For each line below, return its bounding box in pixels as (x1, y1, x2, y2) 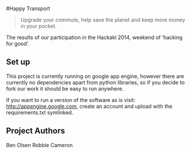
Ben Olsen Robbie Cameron (6, 141, 73, 148)
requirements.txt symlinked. (6, 108, 73, 116)
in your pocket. (20, 23, 57, 29)
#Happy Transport (6, 5, 50, 12)
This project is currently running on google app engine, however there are (6, 73, 185, 80)
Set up (6, 57, 30, 67)
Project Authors (6, 126, 66, 136)
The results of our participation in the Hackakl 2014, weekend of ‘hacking (6, 34, 183, 40)
